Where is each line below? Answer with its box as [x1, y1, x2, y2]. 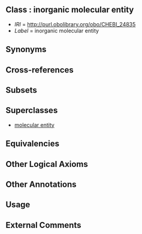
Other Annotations [5, 179, 77, 189]
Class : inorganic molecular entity [5, 5, 134, 15]
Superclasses [5, 105, 58, 116]
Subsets [5, 85, 37, 95]
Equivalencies [5, 139, 59, 149]
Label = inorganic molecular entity [14, 27, 99, 34]
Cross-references [5, 65, 74, 75]
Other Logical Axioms [5, 159, 88, 169]
